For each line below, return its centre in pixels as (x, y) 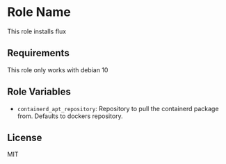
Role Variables (39, 92)
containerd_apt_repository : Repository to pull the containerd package (118, 108)
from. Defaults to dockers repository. (70, 116)
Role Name (39, 12)
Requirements (38, 53)
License (25, 137)
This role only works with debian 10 (58, 69)
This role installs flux (37, 31)
